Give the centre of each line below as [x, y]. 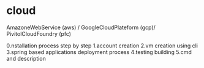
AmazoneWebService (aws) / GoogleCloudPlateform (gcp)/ [81, 27]
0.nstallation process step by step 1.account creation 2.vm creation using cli [102, 46]
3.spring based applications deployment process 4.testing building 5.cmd [99, 52]
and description [26, 58]
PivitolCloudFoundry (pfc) [39, 33]
